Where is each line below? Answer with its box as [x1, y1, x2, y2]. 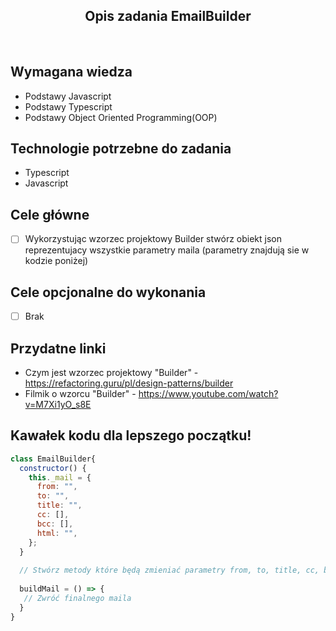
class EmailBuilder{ [10, 454, 97, 464]
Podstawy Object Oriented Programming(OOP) [24, 111, 218, 123]
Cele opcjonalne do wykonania [10, 284, 207, 301]
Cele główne [10, 206, 90, 223]
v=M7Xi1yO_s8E [24, 399, 92, 410]
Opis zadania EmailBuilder [84, 8, 252, 25]
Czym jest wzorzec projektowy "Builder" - [24, 367, 199, 378]
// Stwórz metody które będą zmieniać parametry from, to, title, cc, [19, 565, 320, 576]
